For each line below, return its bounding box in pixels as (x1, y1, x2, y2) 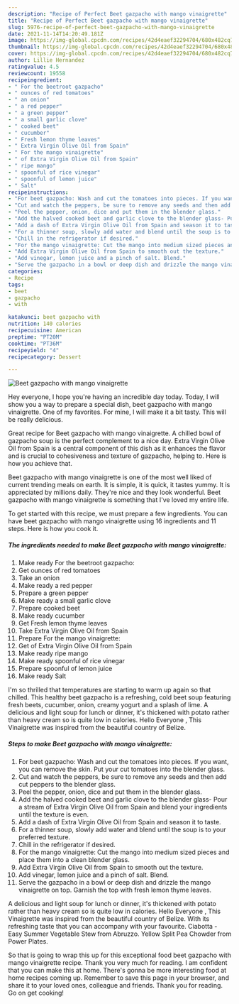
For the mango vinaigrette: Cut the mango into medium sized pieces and (18, 848, 230, 856)
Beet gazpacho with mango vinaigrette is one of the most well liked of (8, 473, 212, 481)
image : (8, 37, 28, 44)
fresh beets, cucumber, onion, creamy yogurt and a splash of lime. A (8, 701, 209, 709)
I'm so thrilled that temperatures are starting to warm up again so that (8, 686, 211, 694)
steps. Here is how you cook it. (8, 525, 99, 533)
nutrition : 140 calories (8, 320, 82, 327)
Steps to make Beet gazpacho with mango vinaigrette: (8, 739, 172, 748)
